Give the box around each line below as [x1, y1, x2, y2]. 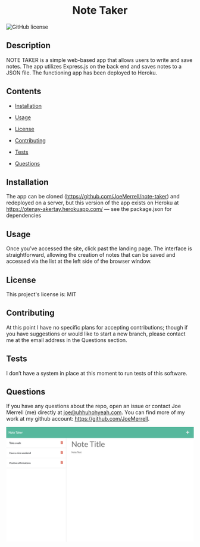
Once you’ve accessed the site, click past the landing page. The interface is [6, 245, 192, 252]
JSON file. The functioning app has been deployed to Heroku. [6, 69, 158, 76]
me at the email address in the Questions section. [6, 336, 127, 343]
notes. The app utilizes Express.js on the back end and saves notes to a [6, 63, 182, 70]
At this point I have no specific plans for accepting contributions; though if [6, 324, 188, 331]
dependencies [6, 212, 42, 219]
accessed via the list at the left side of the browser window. [6, 257, 152, 265]
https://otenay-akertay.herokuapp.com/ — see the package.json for [6, 206, 172, 213]
